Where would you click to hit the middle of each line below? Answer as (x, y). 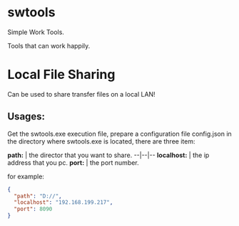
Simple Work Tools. (36, 32)
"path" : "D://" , (38, 196)
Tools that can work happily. (49, 45)
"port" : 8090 (33, 209)
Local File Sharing (61, 75)
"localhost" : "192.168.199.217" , (63, 203)
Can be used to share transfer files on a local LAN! (81, 94)
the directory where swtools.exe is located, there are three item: (101, 141)
